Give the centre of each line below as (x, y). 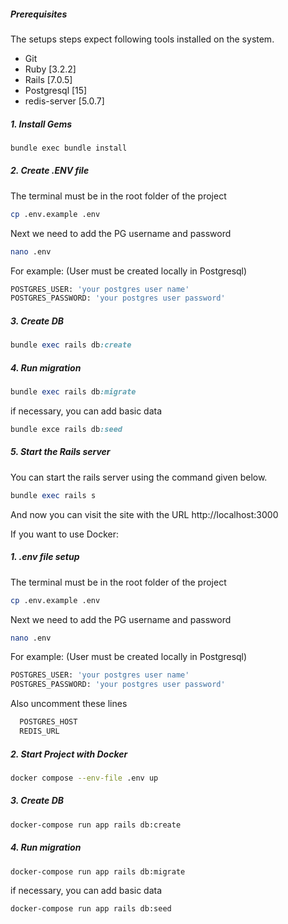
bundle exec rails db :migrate (73, 392)
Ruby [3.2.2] (50, 69)
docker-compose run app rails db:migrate (98, 871)
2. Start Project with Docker (69, 754)
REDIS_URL (39, 731)
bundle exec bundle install (69, 148)
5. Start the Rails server (60, 452)
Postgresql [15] (56, 90)
